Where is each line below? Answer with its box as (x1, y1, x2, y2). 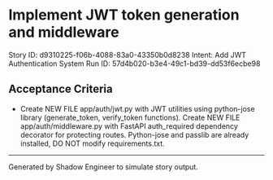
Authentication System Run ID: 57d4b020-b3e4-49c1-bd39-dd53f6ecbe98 (8, 59, 261, 68)
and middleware (8, 23, 119, 42)
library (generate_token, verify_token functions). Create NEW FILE (19, 112, 240, 122)
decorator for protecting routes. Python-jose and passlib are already (19, 130, 249, 139)
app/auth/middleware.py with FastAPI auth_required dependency (19, 121, 238, 131)
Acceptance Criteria (8, 82, 113, 96)
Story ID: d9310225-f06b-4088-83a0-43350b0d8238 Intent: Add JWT (8, 50, 246, 59)
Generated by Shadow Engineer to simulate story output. (8, 161, 199, 172)
